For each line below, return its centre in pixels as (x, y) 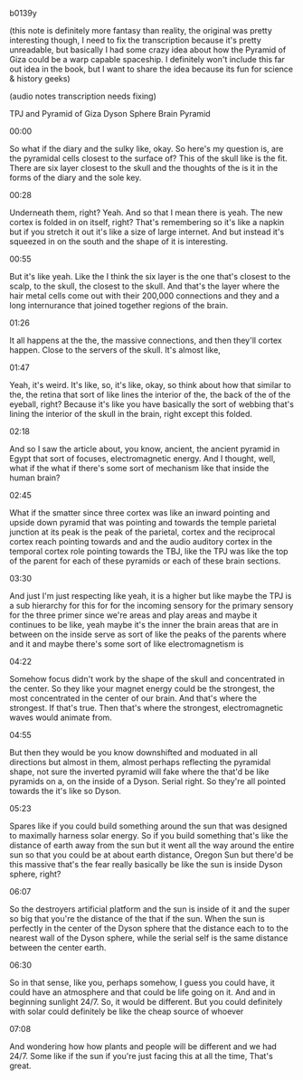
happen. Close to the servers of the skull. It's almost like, (115, 350)
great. (20, 1066)
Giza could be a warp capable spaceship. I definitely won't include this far (147, 59)
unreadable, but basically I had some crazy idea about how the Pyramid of (148, 50)
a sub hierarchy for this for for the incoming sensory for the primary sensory (151, 606)
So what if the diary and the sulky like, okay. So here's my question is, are (147, 149)
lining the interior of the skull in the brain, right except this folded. (131, 414)
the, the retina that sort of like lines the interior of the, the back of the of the (150, 394)
